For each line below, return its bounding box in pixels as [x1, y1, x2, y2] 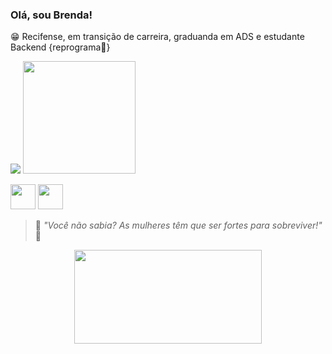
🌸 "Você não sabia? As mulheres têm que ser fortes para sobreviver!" [34, 219, 323, 232]
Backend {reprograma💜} [10, 41, 111, 53]
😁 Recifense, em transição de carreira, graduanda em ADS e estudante [10, 31, 305, 43]
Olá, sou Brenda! [10, 8, 93, 22]
